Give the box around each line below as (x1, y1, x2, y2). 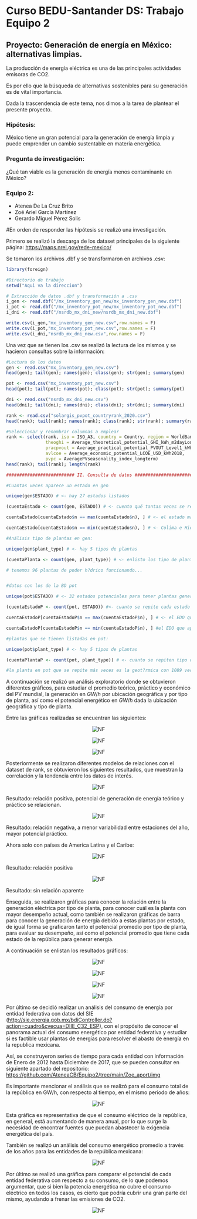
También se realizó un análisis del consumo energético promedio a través (6, 1142, 184, 1149)
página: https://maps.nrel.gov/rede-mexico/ (6, 243, 111, 250)
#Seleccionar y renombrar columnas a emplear (6, 429, 119, 434)
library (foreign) (6, 266, 49, 272)
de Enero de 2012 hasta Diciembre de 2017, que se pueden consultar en (6, 1059, 180, 1066)
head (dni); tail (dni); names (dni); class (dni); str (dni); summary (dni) (6, 402, 185, 408)
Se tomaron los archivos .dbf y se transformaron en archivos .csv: (6, 255, 165, 262)
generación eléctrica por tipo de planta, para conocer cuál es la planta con (6, 905, 186, 912)
